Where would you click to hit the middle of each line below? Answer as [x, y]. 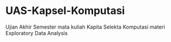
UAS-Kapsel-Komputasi [65, 11]
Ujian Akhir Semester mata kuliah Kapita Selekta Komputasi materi [85, 27]
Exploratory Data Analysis [37, 33]
